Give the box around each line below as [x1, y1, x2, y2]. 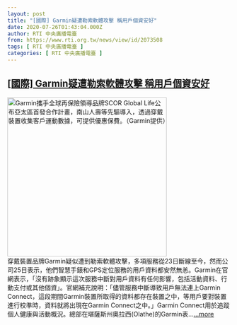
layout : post [7, 10, 46, 18]
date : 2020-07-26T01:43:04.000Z [7, 23, 103, 30]
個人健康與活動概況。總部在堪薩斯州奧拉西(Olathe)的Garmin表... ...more [7, 309, 214, 318]
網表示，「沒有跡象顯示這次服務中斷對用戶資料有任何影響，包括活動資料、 [7, 274, 221, 283]
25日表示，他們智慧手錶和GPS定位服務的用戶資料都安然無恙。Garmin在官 [13, 266, 229, 274]
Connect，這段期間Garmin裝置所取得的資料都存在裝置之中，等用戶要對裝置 [7, 292, 227, 300]
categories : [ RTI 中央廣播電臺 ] [7, 50, 103, 57]
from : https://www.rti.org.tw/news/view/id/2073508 [7, 37, 163, 44]
